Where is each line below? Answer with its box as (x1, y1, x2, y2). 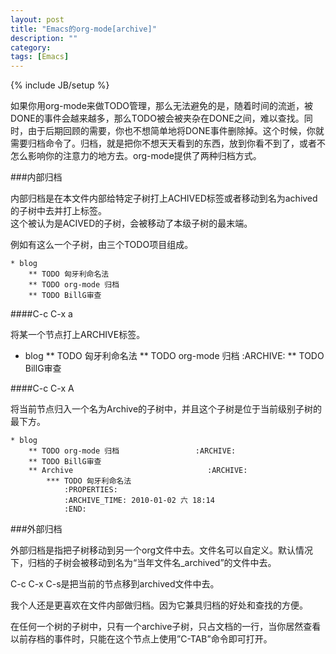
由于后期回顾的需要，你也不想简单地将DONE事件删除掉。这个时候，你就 (27, 125, 325, 137)
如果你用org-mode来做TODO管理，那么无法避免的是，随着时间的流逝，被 (10, 100, 313, 112)
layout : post (10, 14, 65, 25)
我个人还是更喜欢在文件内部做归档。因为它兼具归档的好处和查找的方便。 (10, 599, 308, 611)
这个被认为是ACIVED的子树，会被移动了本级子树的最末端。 (10, 217, 253, 230)
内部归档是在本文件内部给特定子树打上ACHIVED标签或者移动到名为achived (10, 192, 318, 205)
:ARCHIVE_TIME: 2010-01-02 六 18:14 (63, 496, 215, 506)
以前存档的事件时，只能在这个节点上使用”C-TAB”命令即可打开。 (10, 633, 273, 645)
